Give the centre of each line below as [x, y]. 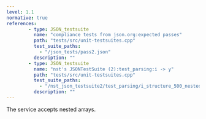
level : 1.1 [20, 12]
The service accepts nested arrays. [51, 109]
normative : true [27, 18]
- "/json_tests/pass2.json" [75, 52]
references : [21, 23]
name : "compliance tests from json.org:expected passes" [108, 35]
